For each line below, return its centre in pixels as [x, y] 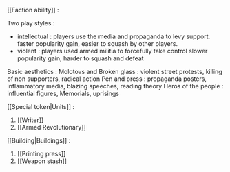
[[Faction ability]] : [33, 10]
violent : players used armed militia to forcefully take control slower [112, 51]
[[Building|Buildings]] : [39, 140]
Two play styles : [31, 23]
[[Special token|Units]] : [41, 107]
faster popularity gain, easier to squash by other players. [97, 44]
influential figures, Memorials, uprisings [63, 93]
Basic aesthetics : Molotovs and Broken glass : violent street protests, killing [115, 72]
